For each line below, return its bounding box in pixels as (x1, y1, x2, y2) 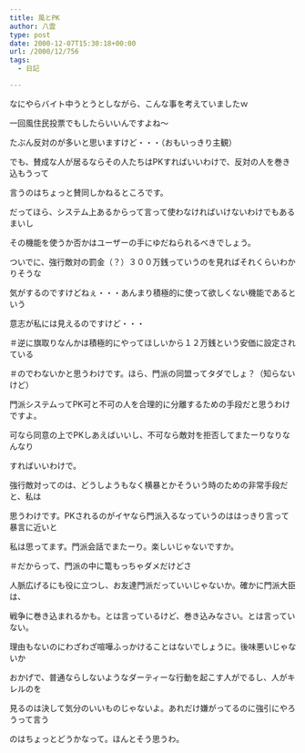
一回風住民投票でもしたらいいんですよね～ (9, 117, 169, 128)
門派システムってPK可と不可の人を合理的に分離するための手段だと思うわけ (9, 398, 291, 410)
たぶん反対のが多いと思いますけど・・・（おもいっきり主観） (9, 137, 237, 148)
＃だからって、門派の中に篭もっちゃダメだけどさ (9, 560, 192, 571)
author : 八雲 (9, 22, 56, 31)
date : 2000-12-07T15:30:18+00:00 (9, 38, 137, 48)
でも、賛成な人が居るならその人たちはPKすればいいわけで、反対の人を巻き (9, 156, 291, 167)
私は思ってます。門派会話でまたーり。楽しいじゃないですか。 (9, 541, 239, 552)
